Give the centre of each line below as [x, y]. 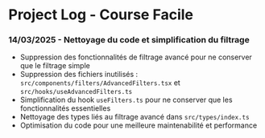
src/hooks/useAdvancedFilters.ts [76, 92]
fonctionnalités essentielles [65, 108]
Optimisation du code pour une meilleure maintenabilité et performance [139, 125]
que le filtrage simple [55, 66]
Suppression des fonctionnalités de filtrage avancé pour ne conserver [136, 57]
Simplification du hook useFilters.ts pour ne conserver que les [126, 100]
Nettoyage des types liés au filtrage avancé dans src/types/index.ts [135, 117]
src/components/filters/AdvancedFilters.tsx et [100, 83]
